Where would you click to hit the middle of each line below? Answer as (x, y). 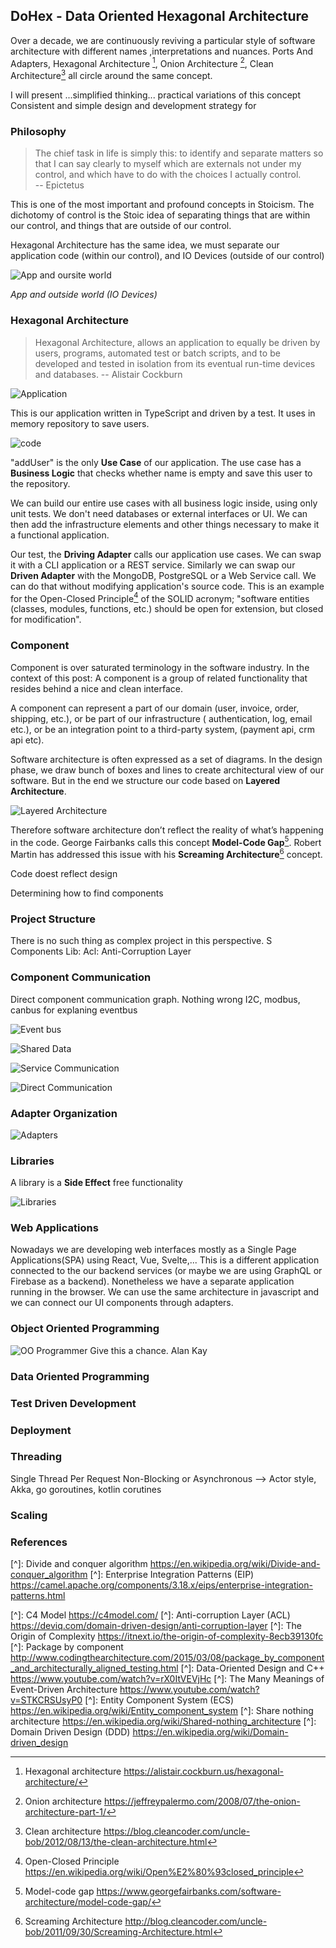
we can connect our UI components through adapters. (122, 1303)
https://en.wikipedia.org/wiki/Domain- (210, 1732)
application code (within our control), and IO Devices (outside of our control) (167, 256)
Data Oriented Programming (80, 1376)
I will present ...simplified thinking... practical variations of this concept (155, 95)
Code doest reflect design (64, 873)
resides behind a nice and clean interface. (96, 688)
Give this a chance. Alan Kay (148, 1350)
